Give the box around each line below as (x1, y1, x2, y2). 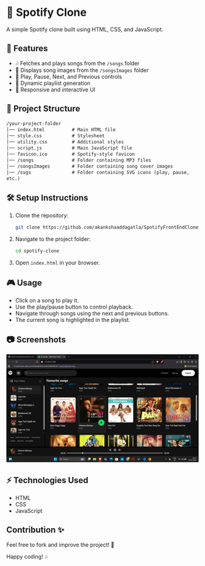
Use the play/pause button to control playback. (15, 303, 133, 310)
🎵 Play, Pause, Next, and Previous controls (15, 73, 122, 80)
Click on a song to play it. (15, 296, 79, 304)
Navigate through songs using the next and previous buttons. (15, 309, 170, 317)
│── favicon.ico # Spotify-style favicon (6, 151, 135, 157)
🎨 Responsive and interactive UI (15, 85, 96, 93)
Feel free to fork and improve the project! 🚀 (6, 541, 115, 548)
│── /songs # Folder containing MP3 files (6, 157, 151, 163)
